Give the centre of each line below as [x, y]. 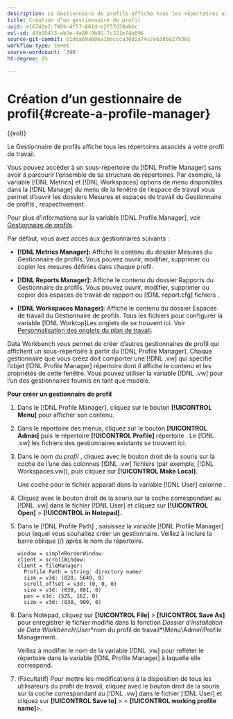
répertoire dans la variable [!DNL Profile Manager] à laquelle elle [109, 658]
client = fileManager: [50, 566]
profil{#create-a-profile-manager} [109, 113]
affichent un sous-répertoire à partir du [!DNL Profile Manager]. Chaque [110, 351]
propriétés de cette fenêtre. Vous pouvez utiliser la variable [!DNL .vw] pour [115, 373]
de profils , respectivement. [46, 204]
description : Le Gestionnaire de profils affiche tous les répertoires [113, 14]
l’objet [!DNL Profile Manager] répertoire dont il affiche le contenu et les [109, 365]
